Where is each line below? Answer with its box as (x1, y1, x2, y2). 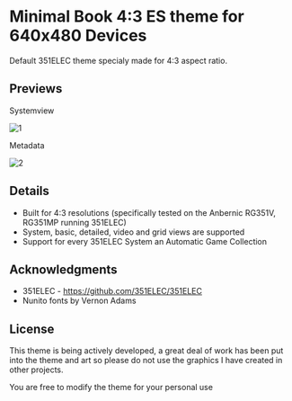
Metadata (9, 139, 45, 150)
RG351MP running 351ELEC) (22, 217, 128, 227)
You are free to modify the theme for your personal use (9, 382, 214, 393)
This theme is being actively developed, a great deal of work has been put (9, 345, 284, 356)
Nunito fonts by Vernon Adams (22, 295, 137, 307)
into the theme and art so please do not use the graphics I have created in (9, 355, 283, 366)
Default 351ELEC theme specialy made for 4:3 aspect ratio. (9, 55, 227, 66)
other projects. (9, 364, 65, 375)
